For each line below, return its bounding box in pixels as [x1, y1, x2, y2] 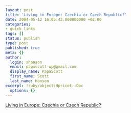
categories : [5, 21, 31, 27]
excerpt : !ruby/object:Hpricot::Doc [5, 83, 83, 88]
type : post [5, 41, 29, 46]
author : [5, 54, 22, 60]
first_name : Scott [10, 74, 50, 79]
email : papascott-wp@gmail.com [10, 64, 77, 69]
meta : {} [5, 50, 24, 55]
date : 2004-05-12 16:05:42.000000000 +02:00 [5, 17, 102, 22]
